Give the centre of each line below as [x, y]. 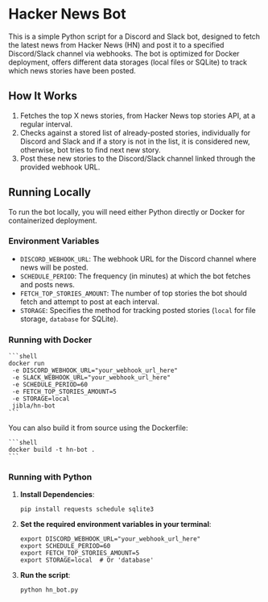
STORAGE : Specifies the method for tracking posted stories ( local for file [138, 310]
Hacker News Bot [67, 14]
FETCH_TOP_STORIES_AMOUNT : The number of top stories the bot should [133, 293]
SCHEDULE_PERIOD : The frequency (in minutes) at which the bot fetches [135, 276]
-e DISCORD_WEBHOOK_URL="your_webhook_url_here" [95, 371]
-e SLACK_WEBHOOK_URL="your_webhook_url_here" [91, 378]
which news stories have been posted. [72, 70]
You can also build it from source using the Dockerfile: [98, 428]
